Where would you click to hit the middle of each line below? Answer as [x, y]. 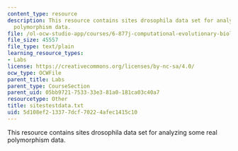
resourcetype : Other [38, 99]
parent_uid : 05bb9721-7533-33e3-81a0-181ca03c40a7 [84, 92]
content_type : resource [42, 14]
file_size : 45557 [33, 40]
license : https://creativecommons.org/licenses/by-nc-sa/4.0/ [101, 66]
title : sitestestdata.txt [45, 106]
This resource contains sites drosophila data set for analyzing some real [112, 132]
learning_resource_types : [45, 54]
